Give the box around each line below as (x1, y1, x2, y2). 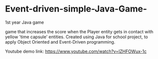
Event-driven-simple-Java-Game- (5, 3, 147, 15)
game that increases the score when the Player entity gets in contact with (5, 29, 154, 34)
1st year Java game (5, 19, 44, 25)
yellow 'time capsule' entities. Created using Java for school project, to (5, 34, 148, 40)
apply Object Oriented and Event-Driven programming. (5, 39, 115, 44)
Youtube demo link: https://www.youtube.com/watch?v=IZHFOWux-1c (5, 48, 147, 54)
